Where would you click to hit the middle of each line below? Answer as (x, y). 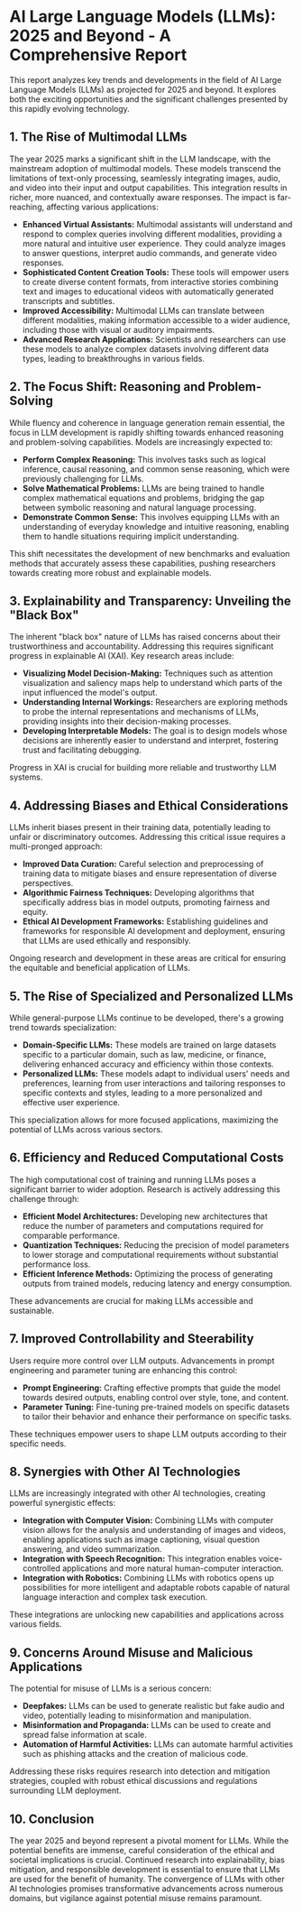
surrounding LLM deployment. (65, 1791)
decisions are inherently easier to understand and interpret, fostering (150, 741)
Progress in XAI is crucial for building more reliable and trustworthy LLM (143, 768)
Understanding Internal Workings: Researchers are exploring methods (155, 702)
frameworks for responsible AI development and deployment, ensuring (154, 931)
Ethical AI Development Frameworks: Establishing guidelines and (145, 921)
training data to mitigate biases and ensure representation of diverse (150, 873)
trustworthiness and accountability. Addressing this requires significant (142, 646)
